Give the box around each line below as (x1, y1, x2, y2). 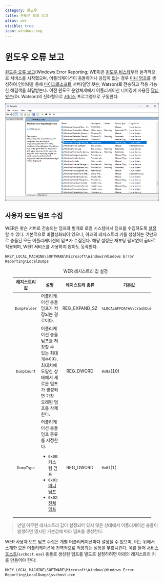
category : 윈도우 (5, 8, 38, 13)
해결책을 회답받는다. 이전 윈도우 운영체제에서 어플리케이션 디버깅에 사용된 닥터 (10, 87, 159, 93)
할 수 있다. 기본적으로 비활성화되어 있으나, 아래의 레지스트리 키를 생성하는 (5, 231, 144, 237)
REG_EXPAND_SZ (62, 305, 98, 311)
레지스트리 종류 (65, 282, 95, 288)
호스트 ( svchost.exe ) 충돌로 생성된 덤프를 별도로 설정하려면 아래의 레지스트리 (5, 551, 151, 557)
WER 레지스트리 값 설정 (63, 268, 108, 274)
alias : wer (5, 18, 27, 23)
